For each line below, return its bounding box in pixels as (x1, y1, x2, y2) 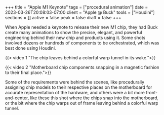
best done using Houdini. (5, 45, 56, 51)
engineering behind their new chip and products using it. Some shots (5, 35, 146, 40)
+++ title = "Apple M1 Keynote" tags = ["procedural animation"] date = (5, 4, 148, 10)
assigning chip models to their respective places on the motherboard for (5, 84, 152, 90)
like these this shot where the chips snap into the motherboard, (30, 95, 159, 101)
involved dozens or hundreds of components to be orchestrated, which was (5, 40, 160, 46)
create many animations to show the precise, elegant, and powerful (5, 30, 142, 35)
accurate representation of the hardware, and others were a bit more (5, 90, 145, 95)
